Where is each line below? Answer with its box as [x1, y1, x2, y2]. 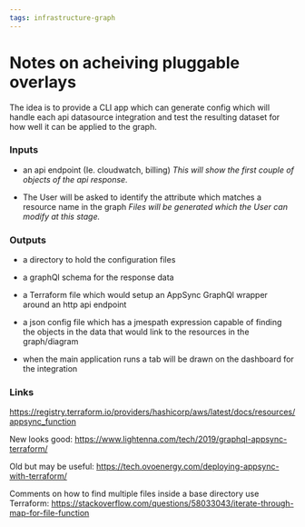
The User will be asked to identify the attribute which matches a [22, 192, 261, 203]
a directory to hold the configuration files [22, 254, 176, 265]
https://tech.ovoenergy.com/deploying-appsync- [96, 461, 280, 472]
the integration [22, 363, 78, 374]
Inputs [9, 144, 39, 156]
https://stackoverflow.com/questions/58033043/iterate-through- [51, 498, 294, 509]
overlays [9, 72, 77, 92]
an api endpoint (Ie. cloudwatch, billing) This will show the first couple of [22, 164, 295, 175]
